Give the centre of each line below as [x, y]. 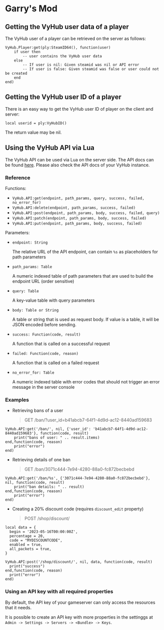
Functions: [16, 188]
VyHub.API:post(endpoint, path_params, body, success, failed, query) [86, 213]
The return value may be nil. [34, 132]
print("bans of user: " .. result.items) [57, 438]
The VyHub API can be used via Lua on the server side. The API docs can [80, 159]
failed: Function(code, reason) [45, 353]
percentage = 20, [27, 536]
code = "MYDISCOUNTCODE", [36, 540]
